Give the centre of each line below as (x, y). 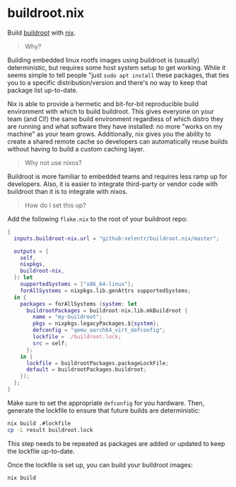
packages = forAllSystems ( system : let (79, 304)
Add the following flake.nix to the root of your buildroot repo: (98, 219)
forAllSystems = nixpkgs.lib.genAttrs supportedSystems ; (106, 291)
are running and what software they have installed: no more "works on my (115, 126)
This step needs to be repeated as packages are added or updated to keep (116, 443)
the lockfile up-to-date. (41, 451)
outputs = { (31, 251)
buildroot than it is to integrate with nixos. (67, 191)
